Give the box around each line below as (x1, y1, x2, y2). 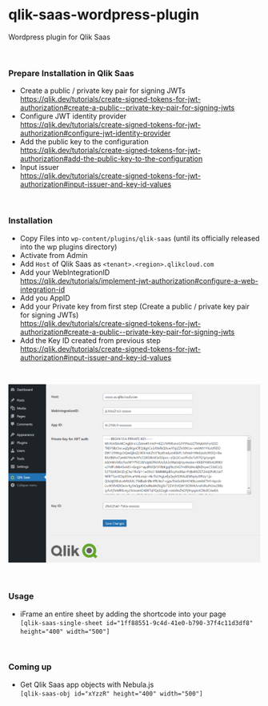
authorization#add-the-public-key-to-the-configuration (19, 154, 203, 163)
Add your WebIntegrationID (19, 267, 110, 277)
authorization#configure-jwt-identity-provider (19, 128, 171, 138)
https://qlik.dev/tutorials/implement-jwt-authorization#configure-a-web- (19, 276, 258, 285)
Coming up (8, 661, 52, 672)
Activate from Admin (19, 250, 88, 260)
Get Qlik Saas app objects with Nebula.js (19, 680, 154, 689)
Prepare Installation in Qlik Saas (8, 67, 134, 79)
